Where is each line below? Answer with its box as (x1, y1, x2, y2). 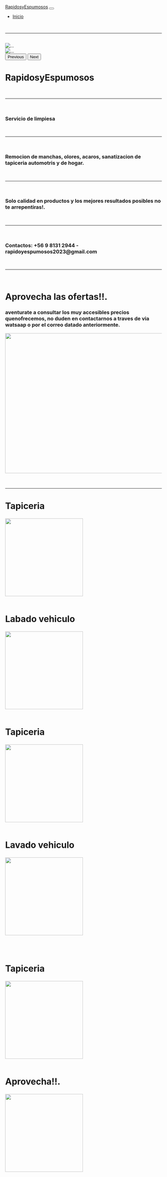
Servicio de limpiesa (5, 115, 56, 122)
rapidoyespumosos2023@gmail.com (5, 248, 97, 255)
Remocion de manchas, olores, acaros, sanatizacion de (5, 153, 141, 160)
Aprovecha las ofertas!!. (5, 291, 108, 302)
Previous (7, 54, 24, 59)
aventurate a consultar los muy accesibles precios (5, 309, 130, 316)
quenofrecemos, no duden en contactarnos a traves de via (5, 315, 150, 322)
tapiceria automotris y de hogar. (5, 159, 84, 166)
